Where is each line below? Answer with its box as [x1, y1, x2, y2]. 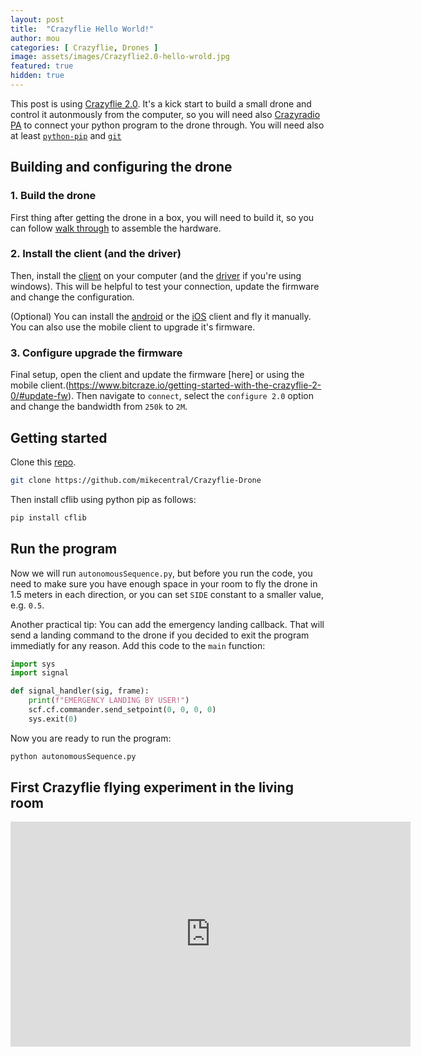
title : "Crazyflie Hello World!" [10, 24, 155, 34]
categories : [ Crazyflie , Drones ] [10, 42, 159, 53]
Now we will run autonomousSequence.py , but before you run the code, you [10, 567, 313, 579]
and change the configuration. [10, 291, 135, 303]
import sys [10, 659, 56, 669]
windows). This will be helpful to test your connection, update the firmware [10, 280, 320, 292]
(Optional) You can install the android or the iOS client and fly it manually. [10, 310, 312, 322]
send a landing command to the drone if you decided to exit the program [10, 629, 310, 641]
